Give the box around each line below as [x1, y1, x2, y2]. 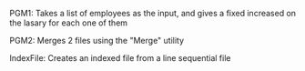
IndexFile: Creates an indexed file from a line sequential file [9, 53, 231, 63]
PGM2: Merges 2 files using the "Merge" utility [9, 35, 185, 46]
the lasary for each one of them [9, 17, 128, 28]
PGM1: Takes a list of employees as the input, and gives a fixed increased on [9, 8, 297, 18]
